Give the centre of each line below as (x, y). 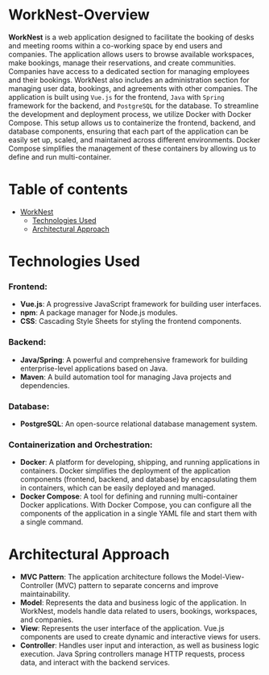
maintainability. (45, 594)
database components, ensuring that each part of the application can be (128, 131)
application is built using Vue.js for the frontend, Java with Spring (117, 97)
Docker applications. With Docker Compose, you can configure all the (136, 505)
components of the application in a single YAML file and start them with (139, 514)
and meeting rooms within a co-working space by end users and (116, 45)
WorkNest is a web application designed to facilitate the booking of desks (131, 37)
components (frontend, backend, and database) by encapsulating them (138, 479)
